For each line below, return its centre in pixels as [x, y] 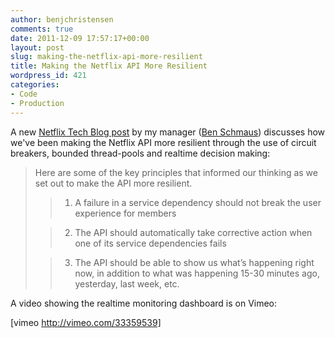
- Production [37, 103]
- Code [24, 94]
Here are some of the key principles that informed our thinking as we [176, 172]
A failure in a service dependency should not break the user [198, 202]
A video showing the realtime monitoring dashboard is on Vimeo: [144, 303]
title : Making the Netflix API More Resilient [109, 66]
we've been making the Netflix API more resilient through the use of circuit [163, 142]
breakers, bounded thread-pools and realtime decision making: [140, 153]
